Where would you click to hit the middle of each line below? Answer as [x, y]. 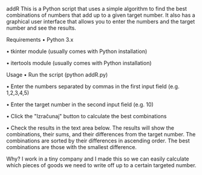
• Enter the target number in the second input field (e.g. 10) [80, 104]
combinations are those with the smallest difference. [72, 147]
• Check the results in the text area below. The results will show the [90, 128]
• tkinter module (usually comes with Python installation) [77, 51]
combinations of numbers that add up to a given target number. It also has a [101, 15]
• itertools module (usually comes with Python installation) [79, 63]
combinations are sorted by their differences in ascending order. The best [98, 141]
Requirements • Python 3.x [40, 40]
